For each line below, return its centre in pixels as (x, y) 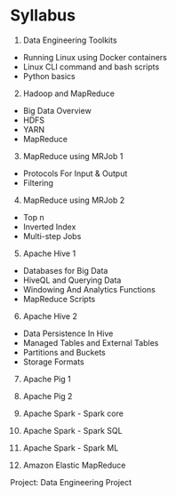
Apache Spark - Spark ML (71, 448)
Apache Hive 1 (49, 253)
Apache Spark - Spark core (73, 413)
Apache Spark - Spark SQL (72, 430)
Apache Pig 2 (48, 396)
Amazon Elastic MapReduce (74, 465)
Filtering (38, 182)
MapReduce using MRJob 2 (74, 200)
